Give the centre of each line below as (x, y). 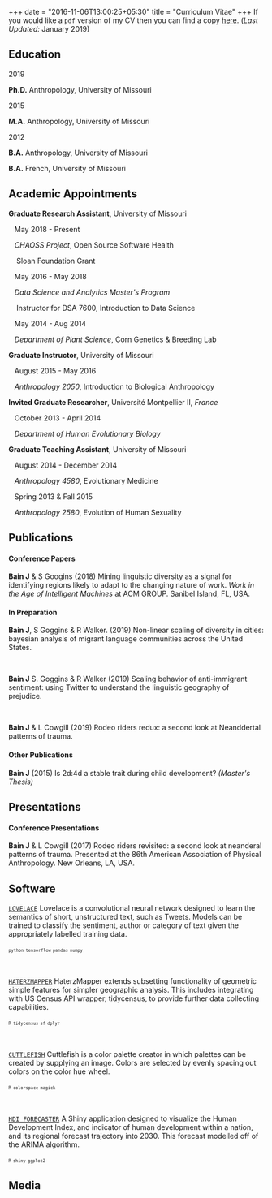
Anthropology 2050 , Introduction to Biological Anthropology (114, 386)
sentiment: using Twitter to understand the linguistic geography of (119, 687)
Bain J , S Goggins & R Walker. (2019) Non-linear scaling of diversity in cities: (136, 630)
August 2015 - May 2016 (55, 371)
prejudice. (25, 696)
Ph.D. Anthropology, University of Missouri (80, 89)
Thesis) (21, 782)
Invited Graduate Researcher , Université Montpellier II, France (113, 402)
